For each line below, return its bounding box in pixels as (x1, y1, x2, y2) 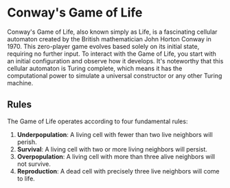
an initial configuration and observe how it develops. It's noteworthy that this (7, 56, 224, 65)
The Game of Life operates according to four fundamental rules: (7, 117, 188, 125)
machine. (7, 79, 34, 87)
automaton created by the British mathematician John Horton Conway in (7, 34, 211, 43)
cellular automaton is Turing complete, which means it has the (7, 64, 183, 72)
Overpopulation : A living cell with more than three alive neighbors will (16, 152, 215, 160)
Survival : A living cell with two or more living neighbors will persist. (16, 145, 208, 153)
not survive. (16, 160, 51, 168)
